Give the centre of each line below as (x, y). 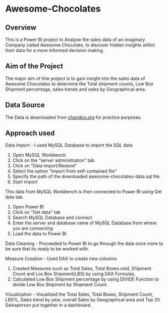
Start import (25, 182)
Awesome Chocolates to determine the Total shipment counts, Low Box (79, 83)
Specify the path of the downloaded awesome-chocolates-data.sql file (86, 176)
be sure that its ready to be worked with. (47, 249)
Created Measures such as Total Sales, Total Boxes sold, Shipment (82, 269)
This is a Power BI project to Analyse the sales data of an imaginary (75, 39)
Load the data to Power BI (39, 234)
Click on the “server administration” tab (53, 160)
